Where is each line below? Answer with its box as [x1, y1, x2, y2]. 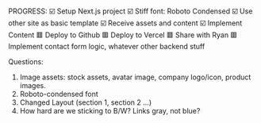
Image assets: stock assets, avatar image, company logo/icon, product [19, 72, 251, 82]
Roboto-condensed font [19, 90, 98, 98]
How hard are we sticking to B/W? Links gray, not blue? [19, 106, 201, 115]
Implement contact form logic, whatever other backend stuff [8, 42, 205, 51]
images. [19, 81, 46, 90]
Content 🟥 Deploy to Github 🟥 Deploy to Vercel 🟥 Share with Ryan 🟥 [8, 30, 238, 40]
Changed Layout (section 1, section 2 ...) [19, 98, 152, 107]
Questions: [8, 57, 44, 66]
